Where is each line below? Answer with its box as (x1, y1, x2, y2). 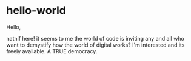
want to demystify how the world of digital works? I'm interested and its (6, 41, 185, 48)
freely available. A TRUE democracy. (6, 47, 98, 54)
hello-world (6, 4, 67, 17)
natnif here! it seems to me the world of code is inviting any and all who (6, 35, 185, 42)
